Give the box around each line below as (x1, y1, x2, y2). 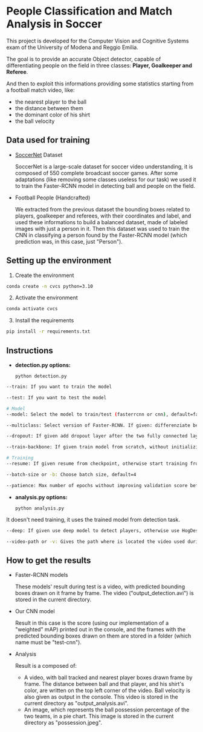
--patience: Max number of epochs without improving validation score (6, 482, 188, 488)
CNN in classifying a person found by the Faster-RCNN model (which (14, 231, 187, 239)
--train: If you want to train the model (6, 384, 112, 390)
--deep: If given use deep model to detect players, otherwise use (6, 527, 180, 534)
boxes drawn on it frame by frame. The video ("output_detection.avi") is (14, 590, 195, 597)
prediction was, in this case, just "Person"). (14, 238, 123, 245)
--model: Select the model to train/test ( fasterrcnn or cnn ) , (6, 411, 169, 418)
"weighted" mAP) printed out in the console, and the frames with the (14, 626, 186, 633)
